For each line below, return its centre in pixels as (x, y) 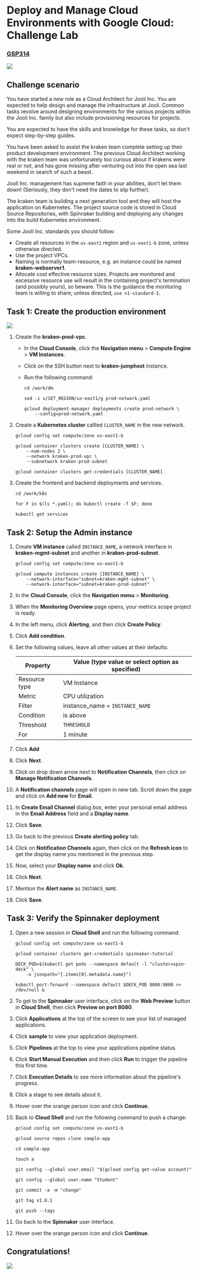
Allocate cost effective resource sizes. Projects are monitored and (95, 274)
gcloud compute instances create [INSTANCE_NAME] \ (80, 574)
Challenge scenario (43, 85)
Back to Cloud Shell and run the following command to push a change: (101, 1117)
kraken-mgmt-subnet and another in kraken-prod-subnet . (88, 553)
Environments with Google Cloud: (90, 23)
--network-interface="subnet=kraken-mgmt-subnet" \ (90, 579)
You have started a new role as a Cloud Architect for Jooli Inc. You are (91, 99)
